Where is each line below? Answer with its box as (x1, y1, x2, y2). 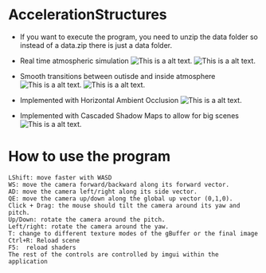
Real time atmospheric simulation (19, 56, 129, 65)
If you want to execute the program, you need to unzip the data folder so (19, 32, 259, 42)
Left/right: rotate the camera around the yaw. (8, 222, 170, 231)
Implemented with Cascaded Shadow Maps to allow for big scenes (19, 110, 239, 121)
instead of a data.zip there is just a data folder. (19, 40, 173, 49)
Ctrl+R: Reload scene (8, 236, 80, 244)
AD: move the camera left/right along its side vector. (8, 188, 198, 196)
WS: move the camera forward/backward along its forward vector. (8, 180, 229, 188)
